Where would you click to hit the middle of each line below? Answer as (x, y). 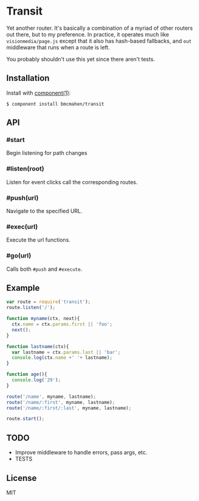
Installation (28, 78)
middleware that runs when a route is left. (58, 47)
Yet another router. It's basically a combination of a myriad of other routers (99, 28)
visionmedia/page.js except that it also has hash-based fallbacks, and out (99, 41)
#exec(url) (22, 227)
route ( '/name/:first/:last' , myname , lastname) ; (69, 408)
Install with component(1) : (39, 93)
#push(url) (22, 197)
